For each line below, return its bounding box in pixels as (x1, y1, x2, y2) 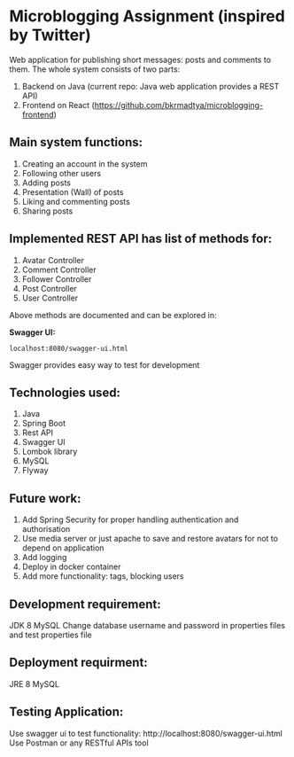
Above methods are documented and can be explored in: (9, 309, 217, 320)
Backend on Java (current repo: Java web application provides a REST (21, 81, 280, 91)
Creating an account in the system (21, 158, 148, 169)
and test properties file (9, 629, 92, 640)
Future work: (9, 490, 81, 506)
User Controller (21, 293, 79, 303)
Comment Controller (21, 264, 97, 275)
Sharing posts (21, 206, 73, 216)
